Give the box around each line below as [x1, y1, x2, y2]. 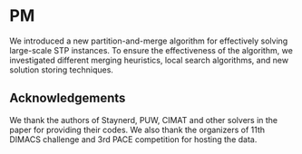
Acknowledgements [9, 91, 126, 106]
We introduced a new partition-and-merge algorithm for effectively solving [9, 35, 288, 46]
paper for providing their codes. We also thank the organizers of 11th [9, 124, 266, 135]
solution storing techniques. [9, 64, 113, 75]
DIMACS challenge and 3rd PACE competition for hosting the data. [9, 133, 258, 145]
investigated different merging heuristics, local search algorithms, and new [9, 54, 288, 65]
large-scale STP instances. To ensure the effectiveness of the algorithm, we [9, 44, 293, 55]
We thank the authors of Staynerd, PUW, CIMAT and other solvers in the [9, 114, 278, 125]
